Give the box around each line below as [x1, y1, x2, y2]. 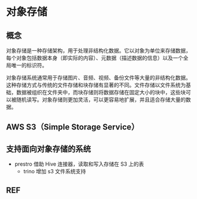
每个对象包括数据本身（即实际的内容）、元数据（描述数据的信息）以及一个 [6, 54, 184, 61]
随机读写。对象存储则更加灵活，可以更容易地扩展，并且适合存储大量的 [16, 96, 186, 103]
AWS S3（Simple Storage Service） [6, 122, 140, 132]
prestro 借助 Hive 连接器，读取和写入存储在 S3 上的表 [14, 160, 144, 167]
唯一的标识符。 [11, 62, 47, 68]
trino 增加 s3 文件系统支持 [23, 168, 86, 175]
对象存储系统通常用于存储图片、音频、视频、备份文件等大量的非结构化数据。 [6, 74, 191, 81]
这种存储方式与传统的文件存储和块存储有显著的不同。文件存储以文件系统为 [6, 81, 186, 88]
